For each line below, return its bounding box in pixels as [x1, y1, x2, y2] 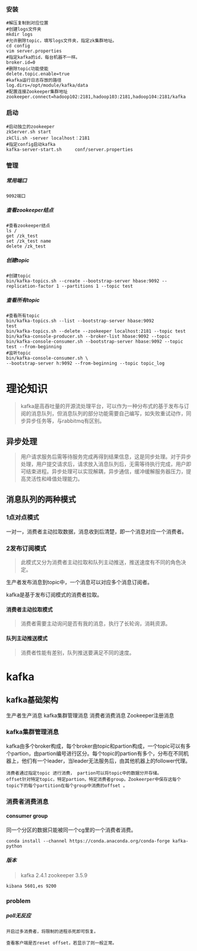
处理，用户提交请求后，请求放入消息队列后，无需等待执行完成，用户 [20, 461, 186, 468]
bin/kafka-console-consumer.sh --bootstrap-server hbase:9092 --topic [6, 338, 183, 345]
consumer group [6, 812, 48, 819]
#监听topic [6, 350, 31, 356]
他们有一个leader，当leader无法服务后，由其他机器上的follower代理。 [21, 757, 191, 764]
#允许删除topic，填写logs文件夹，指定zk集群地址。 [6, 38, 117, 44]
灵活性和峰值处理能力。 [25, 475, 83, 483]
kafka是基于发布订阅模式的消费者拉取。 [6, 591, 103, 598]
